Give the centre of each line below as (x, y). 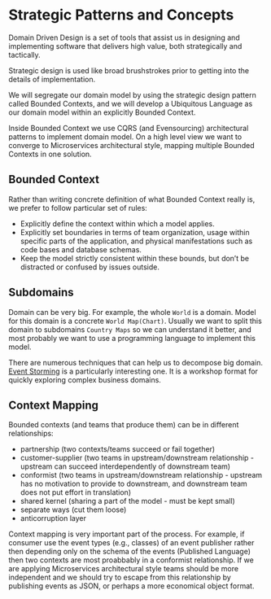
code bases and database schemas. (81, 249)
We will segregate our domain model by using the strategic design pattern (132, 94)
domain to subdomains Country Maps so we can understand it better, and (130, 329)
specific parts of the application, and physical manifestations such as (136, 241)
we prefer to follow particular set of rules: (78, 208)
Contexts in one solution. (50, 154)
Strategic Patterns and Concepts (121, 15)
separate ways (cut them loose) (73, 509)
